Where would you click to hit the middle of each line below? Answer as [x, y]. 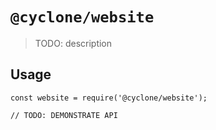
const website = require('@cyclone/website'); [109, 98]
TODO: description [73, 43]
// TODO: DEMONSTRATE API [64, 115]
